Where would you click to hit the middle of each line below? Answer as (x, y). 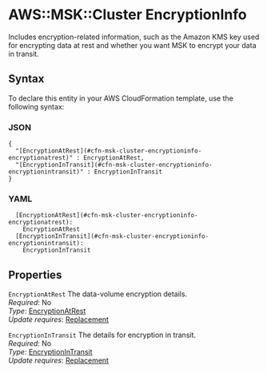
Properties (35, 274)
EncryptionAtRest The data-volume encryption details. (98, 294)
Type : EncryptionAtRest (47, 311)
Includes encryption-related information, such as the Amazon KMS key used (134, 37)
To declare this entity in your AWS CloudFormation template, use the (121, 98)
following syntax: (36, 106)
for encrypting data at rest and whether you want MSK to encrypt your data (132, 45)
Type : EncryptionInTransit (51, 352)
